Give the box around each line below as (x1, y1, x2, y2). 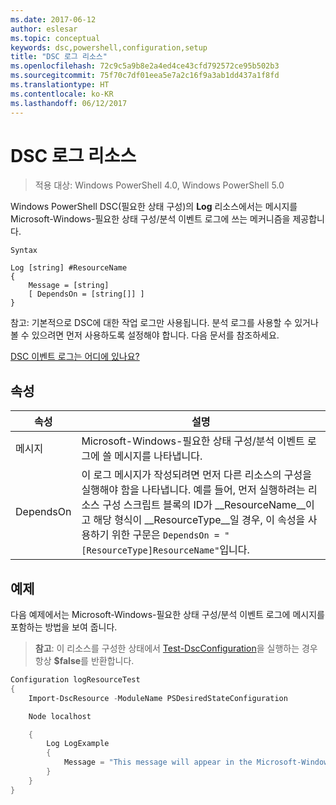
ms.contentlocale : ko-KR (10, 89, 114, 99)
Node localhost (28, 711, 92, 721)
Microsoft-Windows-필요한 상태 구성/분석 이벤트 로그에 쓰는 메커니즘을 (10, 213, 291, 225)
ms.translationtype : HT (10, 80, 110, 90)
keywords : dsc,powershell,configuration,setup (10, 42, 208, 53)
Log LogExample (46, 739, 110, 749)
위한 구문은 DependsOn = (111, 528, 220, 542)
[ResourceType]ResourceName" (81, 545, 220, 556)
